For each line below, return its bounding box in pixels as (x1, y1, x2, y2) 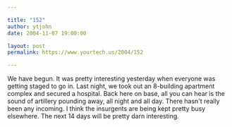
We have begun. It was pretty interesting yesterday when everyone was (7, 75, 216, 83)
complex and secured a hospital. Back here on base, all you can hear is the (7, 90, 226, 98)
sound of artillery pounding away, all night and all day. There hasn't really (7, 97, 220, 106)
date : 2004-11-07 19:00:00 (7, 30, 87, 37)
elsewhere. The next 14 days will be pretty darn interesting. (7, 112, 180, 121)
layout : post (7, 42, 46, 49)
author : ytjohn (7, 23, 52, 30)
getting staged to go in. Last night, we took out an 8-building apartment (7, 82, 215, 90)
